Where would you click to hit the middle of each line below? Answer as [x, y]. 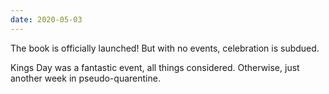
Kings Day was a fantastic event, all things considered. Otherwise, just [155, 67]
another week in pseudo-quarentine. [85, 78]
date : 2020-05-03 [46, 19]
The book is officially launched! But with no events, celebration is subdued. [165, 48]
